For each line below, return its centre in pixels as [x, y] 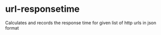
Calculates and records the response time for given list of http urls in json [81, 23]
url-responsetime [42, 9]
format [12, 28]
